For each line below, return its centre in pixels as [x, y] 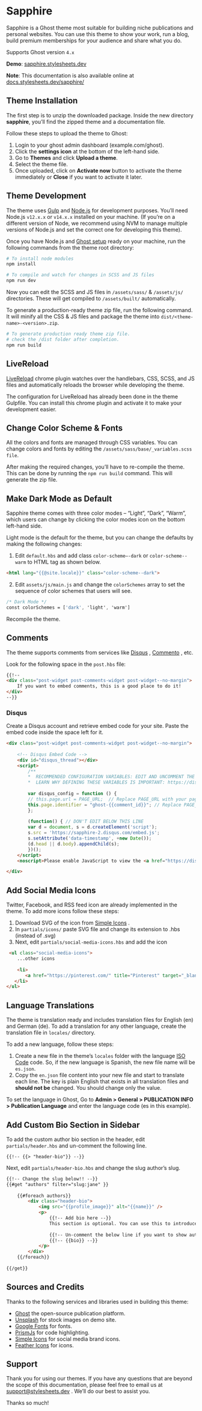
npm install [21, 264]
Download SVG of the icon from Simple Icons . [72, 923]
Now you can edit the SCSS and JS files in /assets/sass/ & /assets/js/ [95, 292]
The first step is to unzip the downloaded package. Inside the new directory [100, 115]
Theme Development [46, 196]
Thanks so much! [28, 1403]
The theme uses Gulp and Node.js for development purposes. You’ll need [97, 210]
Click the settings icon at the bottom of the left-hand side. [87, 151]
